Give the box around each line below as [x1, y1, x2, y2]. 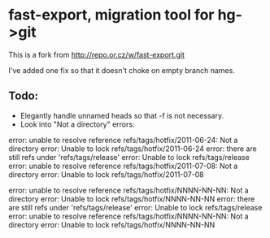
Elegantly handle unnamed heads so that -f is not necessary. [20, 110, 224, 120]
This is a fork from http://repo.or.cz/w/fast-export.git [8, 50, 185, 59]
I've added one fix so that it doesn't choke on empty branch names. [8, 65, 236, 75]
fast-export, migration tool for [8, 6, 215, 24]
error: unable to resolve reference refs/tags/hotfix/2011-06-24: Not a [8, 135, 238, 145]
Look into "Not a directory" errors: [20, 119, 135, 129]
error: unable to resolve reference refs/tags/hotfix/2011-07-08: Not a [8, 161, 238, 171]
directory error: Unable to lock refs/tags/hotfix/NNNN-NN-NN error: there [8, 193, 255, 204]
